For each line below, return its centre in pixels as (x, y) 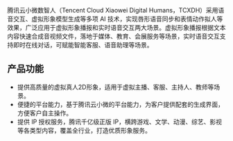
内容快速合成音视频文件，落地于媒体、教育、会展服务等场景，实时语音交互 (113, 36)
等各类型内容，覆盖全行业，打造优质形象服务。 (84, 130)
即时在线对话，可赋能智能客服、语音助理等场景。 (83, 45)
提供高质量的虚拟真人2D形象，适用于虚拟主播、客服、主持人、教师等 (115, 87)
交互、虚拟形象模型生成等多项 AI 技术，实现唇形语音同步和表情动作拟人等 (118, 19)
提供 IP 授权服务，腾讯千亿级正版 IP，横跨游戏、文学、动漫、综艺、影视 (120, 122)
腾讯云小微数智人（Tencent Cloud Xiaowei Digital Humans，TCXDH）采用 (113, 10)
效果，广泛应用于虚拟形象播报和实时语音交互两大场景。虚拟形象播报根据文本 (116, 27)
